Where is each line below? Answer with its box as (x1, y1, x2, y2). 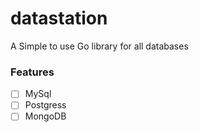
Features (10, 65, 55, 79)
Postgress (24, 99, 67, 111)
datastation (10, 7, 108, 30)
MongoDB (24, 110, 67, 122)
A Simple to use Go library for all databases (10, 40, 189, 52)
